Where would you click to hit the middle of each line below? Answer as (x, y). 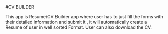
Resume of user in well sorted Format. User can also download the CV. (79, 27)
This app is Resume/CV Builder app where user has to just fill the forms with (84, 17)
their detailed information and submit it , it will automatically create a (76, 22)
